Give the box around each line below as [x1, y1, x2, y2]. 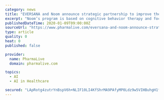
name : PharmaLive [9, 56, 45, 61]
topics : [5, 70, 21, 75]
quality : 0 [5, 34, 27, 39]
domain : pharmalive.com [9, 61, 58, 66]
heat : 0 [5, 39, 21, 44]
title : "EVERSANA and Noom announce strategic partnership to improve [5, 12, 152, 17]
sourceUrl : [5, 25, 27, 30]
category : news [5, 7, 36, 12]
